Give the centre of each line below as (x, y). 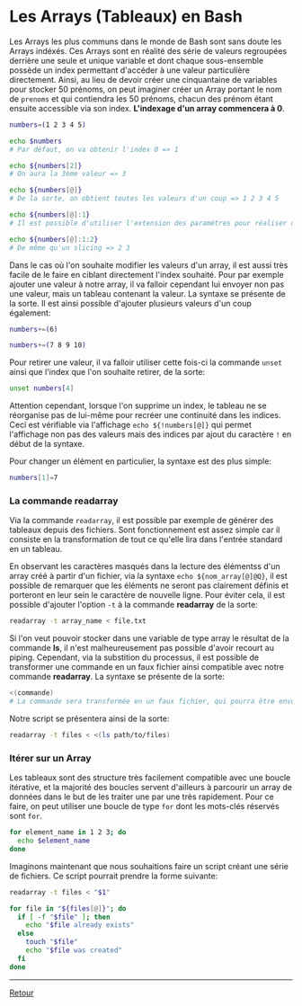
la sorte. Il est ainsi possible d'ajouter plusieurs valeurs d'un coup (130, 303)
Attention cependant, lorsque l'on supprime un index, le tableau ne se (138, 405)
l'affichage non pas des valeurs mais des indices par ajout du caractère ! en (151, 434)
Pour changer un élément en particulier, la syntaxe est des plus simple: (141, 461)
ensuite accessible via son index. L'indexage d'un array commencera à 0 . (147, 108)
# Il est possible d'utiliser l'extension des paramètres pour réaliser (148, 223)
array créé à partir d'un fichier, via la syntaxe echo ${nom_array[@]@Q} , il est (148, 576)
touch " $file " (52, 942)
